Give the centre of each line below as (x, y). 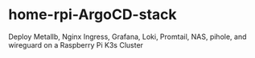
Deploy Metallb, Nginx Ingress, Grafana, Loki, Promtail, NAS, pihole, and (127, 37)
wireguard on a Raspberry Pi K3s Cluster (76, 44)
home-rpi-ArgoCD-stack (93, 15)
